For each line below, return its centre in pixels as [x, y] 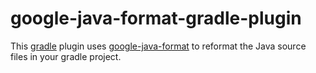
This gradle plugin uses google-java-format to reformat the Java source [158, 46]
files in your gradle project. [66, 56]
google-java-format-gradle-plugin [156, 18]
